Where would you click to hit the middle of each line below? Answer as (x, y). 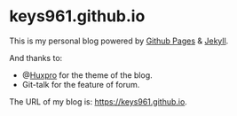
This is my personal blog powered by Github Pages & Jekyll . (119, 41)
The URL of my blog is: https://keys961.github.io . (99, 101)
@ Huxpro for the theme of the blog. (87, 75)
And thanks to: (36, 58)
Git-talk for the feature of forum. (81, 84)
